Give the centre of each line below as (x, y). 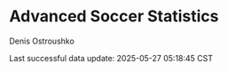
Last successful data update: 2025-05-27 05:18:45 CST (111, 58)
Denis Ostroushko (42, 41)
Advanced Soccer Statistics (114, 16)
